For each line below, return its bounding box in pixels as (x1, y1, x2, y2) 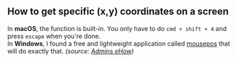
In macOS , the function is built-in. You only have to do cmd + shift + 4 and (7, 24, 227, 32)
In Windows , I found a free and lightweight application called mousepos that (7, 39, 231, 48)
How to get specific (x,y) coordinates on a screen (7, 6, 229, 18)
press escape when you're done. (7, 32, 101, 40)
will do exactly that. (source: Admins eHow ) (7, 46, 134, 55)
